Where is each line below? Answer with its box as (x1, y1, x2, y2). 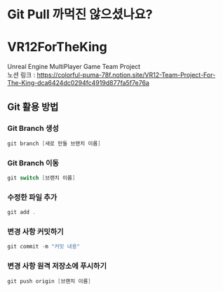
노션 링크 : (7, 71, 36, 80)
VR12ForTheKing (7, 39, 107, 55)
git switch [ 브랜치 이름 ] (7, 174, 76, 182)
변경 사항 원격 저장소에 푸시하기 (7, 261, 107, 271)
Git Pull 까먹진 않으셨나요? (7, 6, 153, 23)
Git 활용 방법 (7, 101, 59, 113)
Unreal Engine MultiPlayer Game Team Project (7, 63, 141, 71)
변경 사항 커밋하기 (7, 227, 65, 236)
